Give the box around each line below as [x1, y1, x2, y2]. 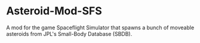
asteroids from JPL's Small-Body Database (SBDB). [6, 30, 133, 37]
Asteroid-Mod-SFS [6, 4, 103, 18]
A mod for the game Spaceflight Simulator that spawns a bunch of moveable [6, 24, 195, 31]
